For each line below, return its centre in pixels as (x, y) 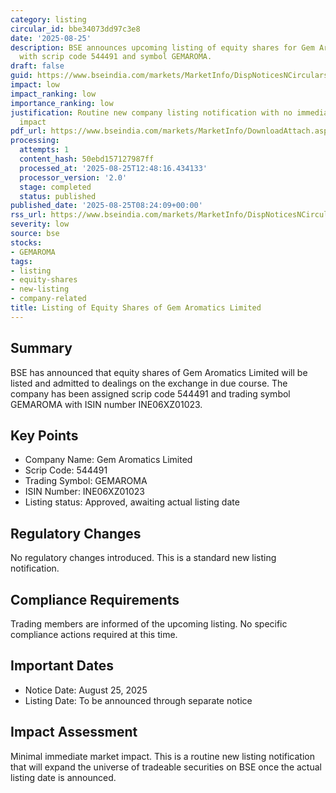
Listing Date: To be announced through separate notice (138, 700)
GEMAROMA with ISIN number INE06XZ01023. (106, 404)
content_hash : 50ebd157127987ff (87, 159)
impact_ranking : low (53, 94)
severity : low (40, 224)
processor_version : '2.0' (73, 177)
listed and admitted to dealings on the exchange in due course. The (149, 383)
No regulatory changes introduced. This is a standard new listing (143, 558)
